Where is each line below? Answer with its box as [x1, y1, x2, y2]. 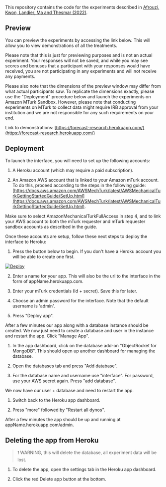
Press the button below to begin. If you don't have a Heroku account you [12, 248, 162, 254]
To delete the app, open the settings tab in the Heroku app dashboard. [12, 467, 157, 473]
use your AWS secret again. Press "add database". [12, 378, 116, 384]
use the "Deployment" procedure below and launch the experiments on [5, 93, 151, 99]
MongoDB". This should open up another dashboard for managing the [12, 348, 156, 354]
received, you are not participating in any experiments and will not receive [5, 68, 157, 74]
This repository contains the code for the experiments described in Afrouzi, [5, 4, 160, 10]
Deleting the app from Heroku [5, 436, 99, 445]
